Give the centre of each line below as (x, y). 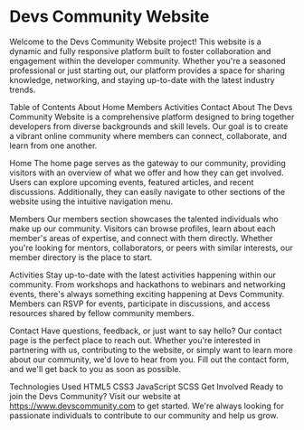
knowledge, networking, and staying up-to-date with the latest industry (142, 79)
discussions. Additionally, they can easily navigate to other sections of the (147, 192)
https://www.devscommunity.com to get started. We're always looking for (147, 406)
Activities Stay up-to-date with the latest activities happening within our (143, 275)
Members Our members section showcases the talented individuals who (144, 219)
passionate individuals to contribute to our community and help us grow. (144, 415)
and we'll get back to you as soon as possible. (95, 369)
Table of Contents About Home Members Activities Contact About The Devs (151, 107)
